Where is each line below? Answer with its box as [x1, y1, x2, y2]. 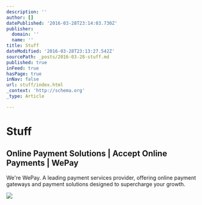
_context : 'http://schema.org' [6, 88, 85, 94]
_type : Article [6, 93, 45, 99]
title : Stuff [6, 43, 39, 49]
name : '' [11, 37, 34, 43]
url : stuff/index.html [6, 82, 64, 88]
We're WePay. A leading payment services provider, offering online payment [6, 174, 197, 181]
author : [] [6, 15, 34, 21]
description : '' [6, 8, 47, 15]
